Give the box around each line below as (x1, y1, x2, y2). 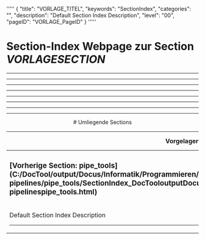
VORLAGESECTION (6, 53, 106, 67)
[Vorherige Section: (9, 161, 77, 170)
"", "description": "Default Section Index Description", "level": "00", (6, 12, 175, 19)
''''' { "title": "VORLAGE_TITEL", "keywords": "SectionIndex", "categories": (6, 5, 192, 12)
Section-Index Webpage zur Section (6, 40, 194, 54)
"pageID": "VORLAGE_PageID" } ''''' (6, 18, 96, 25)
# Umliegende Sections (73, 118, 132, 126)
